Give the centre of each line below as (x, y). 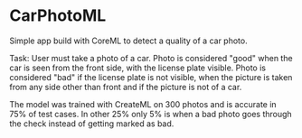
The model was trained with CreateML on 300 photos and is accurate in (143, 104)
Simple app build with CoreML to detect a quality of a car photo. (128, 41)
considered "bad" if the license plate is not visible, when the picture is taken (151, 77)
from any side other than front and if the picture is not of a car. (126, 87)
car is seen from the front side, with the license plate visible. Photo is (138, 68)
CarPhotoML (58, 16)
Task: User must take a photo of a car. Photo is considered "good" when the (151, 58)
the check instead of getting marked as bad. (92, 124)
